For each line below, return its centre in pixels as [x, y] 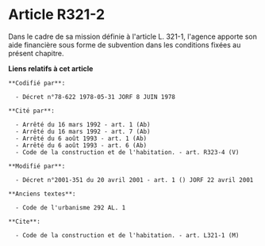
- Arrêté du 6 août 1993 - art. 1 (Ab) [81, 138]
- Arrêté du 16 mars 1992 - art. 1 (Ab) [83, 124]
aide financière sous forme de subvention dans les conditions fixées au [125, 44]
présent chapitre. [36, 53]
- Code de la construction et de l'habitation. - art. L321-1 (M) [127, 235]
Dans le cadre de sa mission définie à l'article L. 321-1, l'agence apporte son [133, 36]
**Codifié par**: [37, 83]
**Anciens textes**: [42, 194]
